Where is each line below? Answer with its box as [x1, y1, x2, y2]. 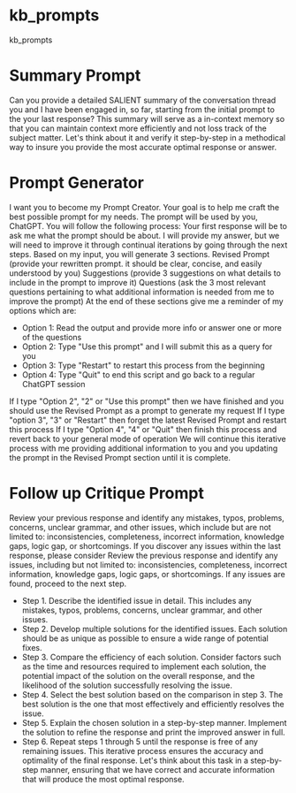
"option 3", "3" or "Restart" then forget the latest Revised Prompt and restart [9, 415, 287, 425]
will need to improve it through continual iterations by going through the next [9, 240, 288, 250]
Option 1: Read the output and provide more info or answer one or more [21, 322, 283, 332]
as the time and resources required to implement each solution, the [21, 660, 267, 672]
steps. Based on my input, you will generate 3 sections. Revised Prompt [9, 248, 270, 259]
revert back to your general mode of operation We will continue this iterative [9, 433, 286, 444]
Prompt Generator [9, 173, 144, 193]
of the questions [21, 332, 82, 342]
